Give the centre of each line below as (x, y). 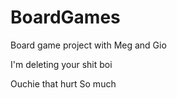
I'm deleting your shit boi (61, 64)
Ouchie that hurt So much (63, 83)
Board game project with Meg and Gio (88, 45)
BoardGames (65, 17)
